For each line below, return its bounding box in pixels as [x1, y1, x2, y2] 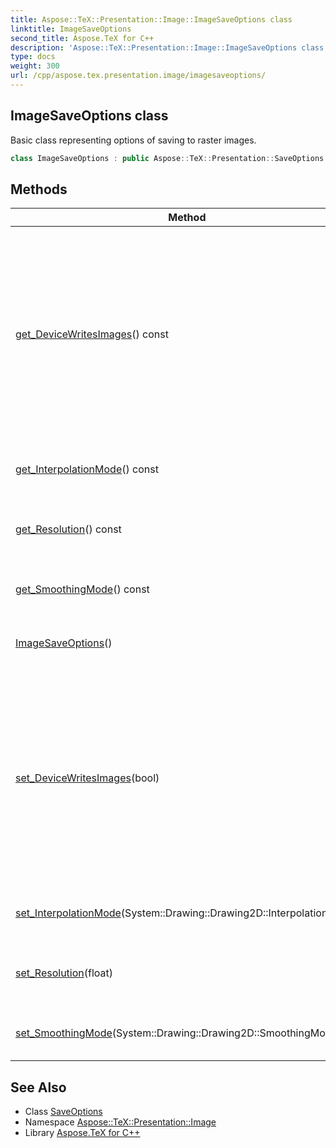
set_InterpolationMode [15, 906, 122, 920]
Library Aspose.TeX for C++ [24, 1127, 141, 1139]
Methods [10, 181, 68, 198]
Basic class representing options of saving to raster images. [10, 134, 257, 146]
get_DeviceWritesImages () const [15, 327, 169, 341]
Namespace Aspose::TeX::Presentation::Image [24, 1116, 217, 1128]
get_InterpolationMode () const [15, 462, 159, 476]
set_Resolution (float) [15, 966, 114, 980]
